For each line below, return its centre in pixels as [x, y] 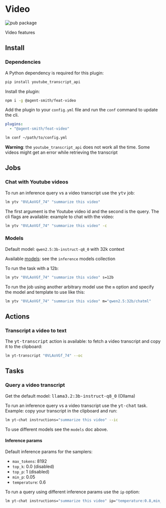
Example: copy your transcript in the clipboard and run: [61, 411]
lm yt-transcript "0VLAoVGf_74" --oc [44, 356]
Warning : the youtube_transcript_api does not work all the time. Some [78, 147]
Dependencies [23, 62]
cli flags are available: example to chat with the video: [60, 217]
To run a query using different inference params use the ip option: [72, 492]
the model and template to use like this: [45, 292]
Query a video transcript [35, 385]
